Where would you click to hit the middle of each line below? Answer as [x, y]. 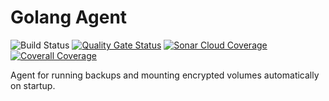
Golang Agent [69, 17]
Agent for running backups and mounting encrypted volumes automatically [165, 75]
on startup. [33, 85]
